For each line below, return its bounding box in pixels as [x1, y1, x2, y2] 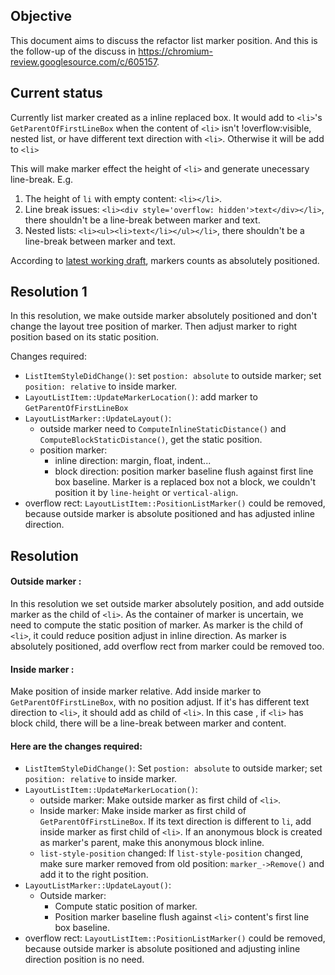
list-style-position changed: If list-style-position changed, [39, 847, 303, 859]
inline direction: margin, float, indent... [54, 455, 212, 467]
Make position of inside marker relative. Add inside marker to [10, 685, 262, 698]
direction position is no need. [24, 954, 145, 966]
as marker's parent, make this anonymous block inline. [39, 837, 265, 849]
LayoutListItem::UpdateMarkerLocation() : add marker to [24, 391, 258, 403]
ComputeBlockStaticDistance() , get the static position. [39, 434, 263, 446]
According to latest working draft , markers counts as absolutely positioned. [10, 254, 320, 266]
